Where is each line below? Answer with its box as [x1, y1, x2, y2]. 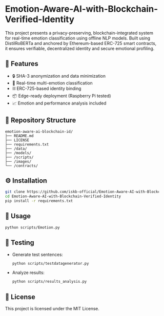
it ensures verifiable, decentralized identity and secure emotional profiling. [5, 45, 155, 51]
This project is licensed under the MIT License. [5, 306, 100, 312]
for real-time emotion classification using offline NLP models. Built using [5, 35, 150, 41]
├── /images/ [5, 159, 32, 164]
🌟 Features [5, 60, 39, 68]
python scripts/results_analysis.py [12, 279, 87, 284]
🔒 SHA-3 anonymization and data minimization [12, 73, 106, 79]
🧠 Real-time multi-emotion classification [12, 80, 93, 86]
